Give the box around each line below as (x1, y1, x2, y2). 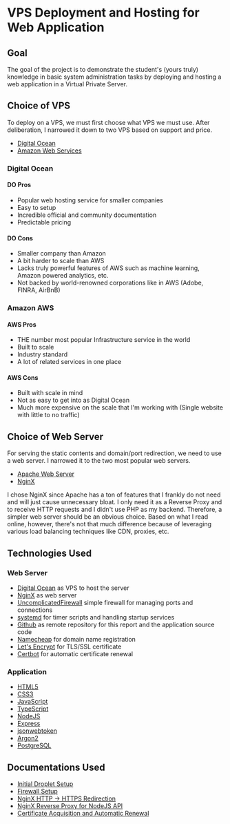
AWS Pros (7, 320, 36, 329)
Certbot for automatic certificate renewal (17, 649, 133, 658)
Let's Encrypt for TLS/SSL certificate (17, 642, 122, 651)
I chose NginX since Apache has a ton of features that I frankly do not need (7, 490, 221, 499)
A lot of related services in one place (17, 358, 122, 366)
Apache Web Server (17, 470, 74, 478)
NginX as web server (17, 591, 77, 599)
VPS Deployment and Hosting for (7, 5, 200, 21)
